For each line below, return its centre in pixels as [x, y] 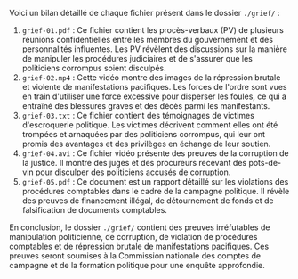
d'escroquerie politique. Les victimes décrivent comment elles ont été [150, 125]
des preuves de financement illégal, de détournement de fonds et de [148, 201]
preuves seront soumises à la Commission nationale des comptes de [135, 256]
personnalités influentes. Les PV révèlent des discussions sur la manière [154, 49]
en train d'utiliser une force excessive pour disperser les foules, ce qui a [154, 96]
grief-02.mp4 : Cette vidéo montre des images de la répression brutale [151, 78]
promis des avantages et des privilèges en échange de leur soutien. [146, 144]
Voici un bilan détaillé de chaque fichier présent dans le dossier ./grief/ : [145, 13]
